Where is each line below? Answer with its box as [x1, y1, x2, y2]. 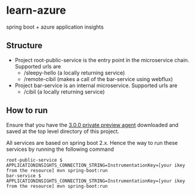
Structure [6, 41, 43, 51]
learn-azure [6, 4, 67, 17]
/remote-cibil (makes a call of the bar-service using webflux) [23, 75, 173, 82]
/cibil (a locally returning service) [23, 88, 106, 95]
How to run [6, 106, 48, 116]
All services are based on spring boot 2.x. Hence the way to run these [6, 139, 178, 146]
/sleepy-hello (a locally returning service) [23, 69, 125, 76]
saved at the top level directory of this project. [6, 128, 119, 135]
